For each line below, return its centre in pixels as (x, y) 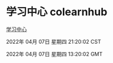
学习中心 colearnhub (57, 12)
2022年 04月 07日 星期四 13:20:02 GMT (54, 54)
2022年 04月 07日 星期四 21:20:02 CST (54, 41)
